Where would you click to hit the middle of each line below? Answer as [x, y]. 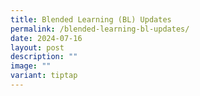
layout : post [37, 47]
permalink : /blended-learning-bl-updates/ [100, 29]
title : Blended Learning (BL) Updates [91, 19]
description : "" [44, 57]
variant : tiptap [44, 76]
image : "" [31, 66]
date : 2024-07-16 [46, 38]
